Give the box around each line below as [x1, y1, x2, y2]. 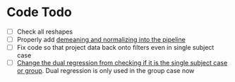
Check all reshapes [16, 27, 73, 36]
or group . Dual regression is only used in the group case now [16, 67, 195, 75]
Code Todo [6, 4, 72, 20]
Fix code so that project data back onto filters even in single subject [16, 43, 215, 52]
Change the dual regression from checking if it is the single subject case [16, 59, 228, 67]
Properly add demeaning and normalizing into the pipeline [16, 36, 186, 43]
